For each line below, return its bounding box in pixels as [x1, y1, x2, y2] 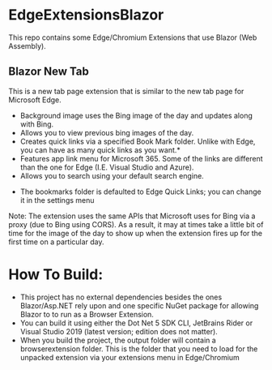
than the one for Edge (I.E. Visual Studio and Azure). [19, 162, 194, 172]
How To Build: [8, 265, 104, 283]
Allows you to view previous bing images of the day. [19, 127, 194, 137]
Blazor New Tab [8, 65, 89, 79]
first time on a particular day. [8, 237, 104, 247]
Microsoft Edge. [8, 95, 62, 105]
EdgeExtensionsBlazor [8, 6, 164, 24]
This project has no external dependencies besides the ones [19, 292, 223, 302]
